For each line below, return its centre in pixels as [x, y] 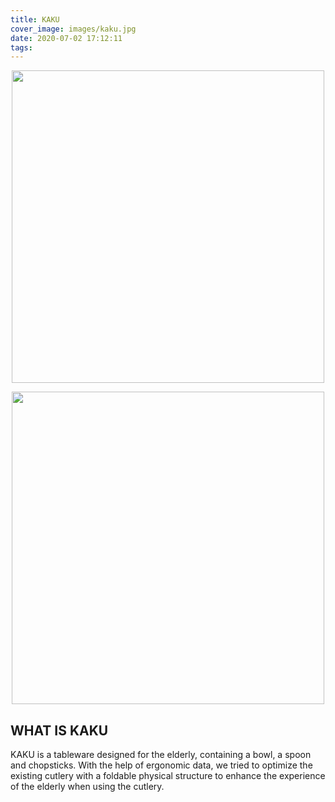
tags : [21, 47]
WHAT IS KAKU [59, 730]
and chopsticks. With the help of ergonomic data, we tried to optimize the [161, 765]
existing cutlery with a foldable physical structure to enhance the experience [168, 776]
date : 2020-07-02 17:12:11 [66, 38]
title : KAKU [35, 19]
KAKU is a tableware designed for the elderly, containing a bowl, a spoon [161, 755]
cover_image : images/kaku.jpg [73, 29]
